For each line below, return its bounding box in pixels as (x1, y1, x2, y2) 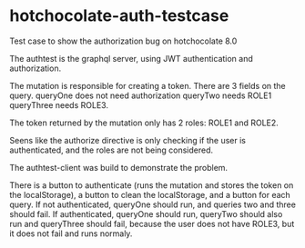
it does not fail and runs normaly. (9, 228, 133, 239)
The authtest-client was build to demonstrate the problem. (9, 162, 229, 173)
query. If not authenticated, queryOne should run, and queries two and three (9, 199, 296, 210)
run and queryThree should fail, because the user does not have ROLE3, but (9, 218, 295, 229)
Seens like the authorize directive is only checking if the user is (9, 134, 246, 145)
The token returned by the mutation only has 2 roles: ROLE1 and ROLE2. (9, 117, 280, 128)
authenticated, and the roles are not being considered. (9, 144, 214, 155)
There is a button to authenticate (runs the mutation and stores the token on (9, 179, 294, 191)
